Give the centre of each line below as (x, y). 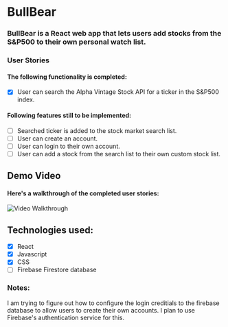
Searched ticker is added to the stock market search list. (97, 130)
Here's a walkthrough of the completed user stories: (83, 193)
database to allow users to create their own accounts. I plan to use (101, 310)
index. (26, 99)
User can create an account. (57, 138)
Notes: (19, 288)
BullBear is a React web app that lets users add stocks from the (114, 34)
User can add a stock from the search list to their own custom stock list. (119, 154)
